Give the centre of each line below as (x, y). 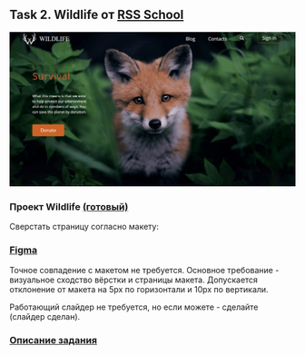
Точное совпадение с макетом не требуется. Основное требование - (144, 270)
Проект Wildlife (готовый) (69, 206)
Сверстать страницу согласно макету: (84, 227)
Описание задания (54, 340)
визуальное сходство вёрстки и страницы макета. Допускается (134, 280)
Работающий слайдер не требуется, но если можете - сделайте (134, 307)
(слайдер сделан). (45, 316)
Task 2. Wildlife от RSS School (97, 15)
